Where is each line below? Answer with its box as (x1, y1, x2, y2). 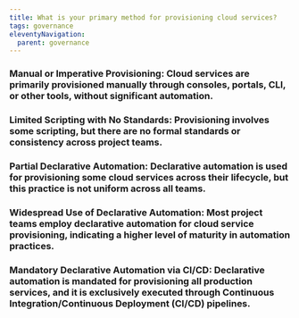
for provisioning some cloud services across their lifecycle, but (9, 172, 288, 184)
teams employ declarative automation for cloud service (9, 217, 254, 230)
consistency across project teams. (9, 136, 163, 148)
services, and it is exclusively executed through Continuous (9, 286, 275, 298)
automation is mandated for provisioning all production (9, 274, 253, 287)
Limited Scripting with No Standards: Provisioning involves (9, 113, 270, 126)
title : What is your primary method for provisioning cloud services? (9, 13, 278, 22)
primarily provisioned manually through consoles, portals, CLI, (9, 79, 287, 91)
